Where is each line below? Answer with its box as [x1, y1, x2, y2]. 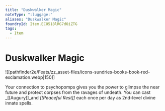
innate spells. [5, 100, 33, 106]
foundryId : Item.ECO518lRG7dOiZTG [5, 21, 78, 27]
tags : [5, 26, 17, 31]
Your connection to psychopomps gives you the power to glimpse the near [5, 84, 160, 90]
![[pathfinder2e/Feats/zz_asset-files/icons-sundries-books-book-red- [5, 69, 150, 75]
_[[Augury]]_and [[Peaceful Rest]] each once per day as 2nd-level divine [5, 94, 156, 100]
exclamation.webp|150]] [5, 74, 55, 80]
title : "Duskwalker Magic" [5, 7, 62, 13]
